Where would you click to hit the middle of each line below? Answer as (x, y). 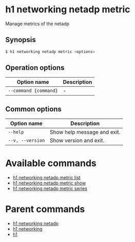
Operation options (35, 68)
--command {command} (33, 91)
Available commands (51, 163)
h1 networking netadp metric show (49, 183)
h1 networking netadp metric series (50, 189)
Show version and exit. (77, 141)
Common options (33, 109)
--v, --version (26, 141)
